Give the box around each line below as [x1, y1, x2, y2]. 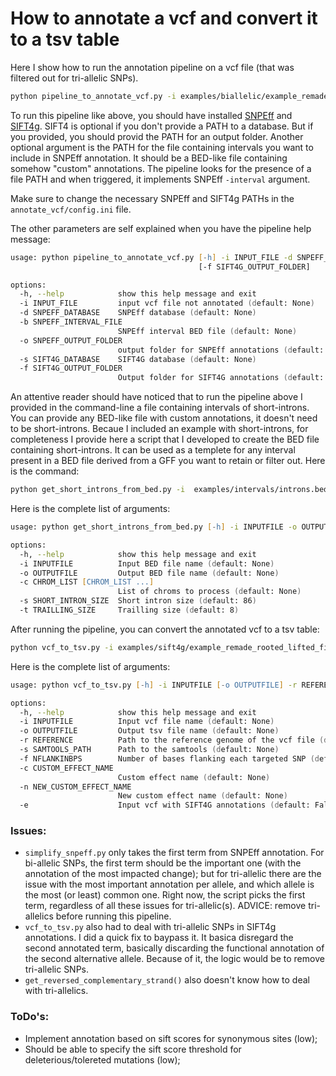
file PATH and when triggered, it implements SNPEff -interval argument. [10, 173, 311, 185]
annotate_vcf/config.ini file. [10, 203, 132, 215]
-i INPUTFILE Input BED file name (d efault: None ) [19, 558, 275, 569]
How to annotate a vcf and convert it [10, 7, 318, 30]
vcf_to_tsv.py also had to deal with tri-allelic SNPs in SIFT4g [24, 921, 277, 933]
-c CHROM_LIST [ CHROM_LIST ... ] [19, 577, 155, 587]
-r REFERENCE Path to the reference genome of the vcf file [19, 735, 315, 746]
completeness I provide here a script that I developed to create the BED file [10, 433, 320, 446]
